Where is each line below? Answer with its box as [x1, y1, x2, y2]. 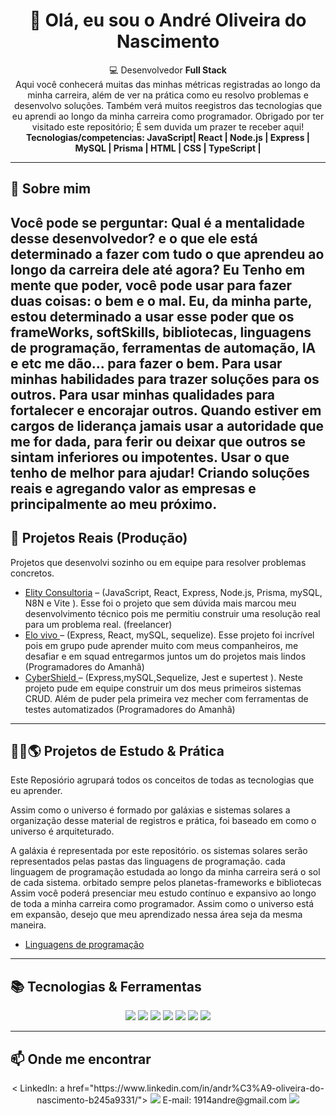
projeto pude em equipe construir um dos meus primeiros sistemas [24, 682, 302, 694]
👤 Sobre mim [10, 180, 92, 198]
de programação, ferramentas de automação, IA [10, 339, 317, 356]
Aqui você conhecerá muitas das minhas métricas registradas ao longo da [15, 78, 321, 90]
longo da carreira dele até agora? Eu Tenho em [10, 261, 306, 278]
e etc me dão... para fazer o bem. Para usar [10, 355, 283, 372]
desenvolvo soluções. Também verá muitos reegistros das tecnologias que [13, 99, 323, 111]
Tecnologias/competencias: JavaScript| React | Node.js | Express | [25, 131, 310, 143]
